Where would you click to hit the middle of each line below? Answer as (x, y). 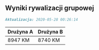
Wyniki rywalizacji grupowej (50, 8)
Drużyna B (50, 32)
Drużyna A (20, 32)
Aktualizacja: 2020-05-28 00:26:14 (42, 19)
